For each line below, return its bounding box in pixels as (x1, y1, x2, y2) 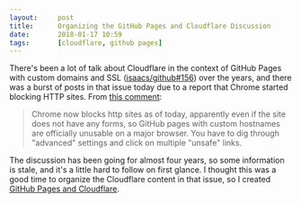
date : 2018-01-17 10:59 (9, 30, 123, 39)
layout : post (9, 13, 75, 22)
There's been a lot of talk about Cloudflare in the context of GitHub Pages (9, 63, 282, 74)
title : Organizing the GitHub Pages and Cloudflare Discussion (9, 22, 271, 31)
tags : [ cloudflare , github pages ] (9, 38, 164, 48)
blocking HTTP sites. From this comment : (9, 92, 163, 102)
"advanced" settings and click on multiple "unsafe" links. (31, 137, 243, 148)
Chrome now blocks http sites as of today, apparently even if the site (31, 109, 286, 119)
